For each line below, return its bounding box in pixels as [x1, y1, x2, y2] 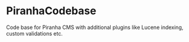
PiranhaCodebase [6, 4, 97, 18]
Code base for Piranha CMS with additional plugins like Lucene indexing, [6, 24, 184, 31]
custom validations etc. [6, 30, 63, 37]
